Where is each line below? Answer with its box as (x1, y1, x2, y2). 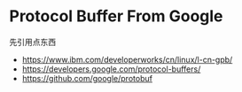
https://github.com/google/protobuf (21, 73, 153, 83)
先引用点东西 (9, 36, 56, 47)
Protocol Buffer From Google (9, 6, 223, 27)
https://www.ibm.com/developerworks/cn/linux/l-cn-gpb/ (21, 54, 233, 65)
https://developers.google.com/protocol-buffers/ (21, 64, 201, 74)
